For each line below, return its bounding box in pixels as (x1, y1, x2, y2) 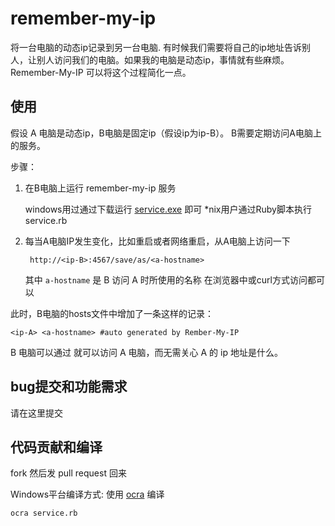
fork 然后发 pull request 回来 (10, 467, 127, 479)
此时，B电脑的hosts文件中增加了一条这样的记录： (10, 307, 215, 319)
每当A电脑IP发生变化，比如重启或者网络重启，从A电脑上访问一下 (24, 235, 291, 247)
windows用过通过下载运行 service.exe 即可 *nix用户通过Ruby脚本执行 (24, 203, 312, 215)
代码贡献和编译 (10, 438, 103, 456)
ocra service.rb (10, 508, 78, 519)
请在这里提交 (10, 407, 63, 419)
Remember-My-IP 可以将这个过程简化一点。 (10, 66, 192, 78)
